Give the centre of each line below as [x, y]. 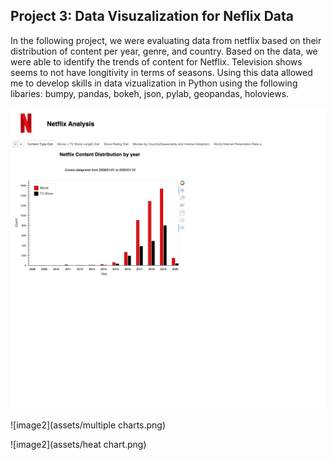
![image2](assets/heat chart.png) [78, 445]
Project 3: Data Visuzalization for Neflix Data [152, 16]
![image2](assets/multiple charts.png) [88, 425]
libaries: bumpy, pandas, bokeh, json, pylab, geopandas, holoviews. [150, 93]
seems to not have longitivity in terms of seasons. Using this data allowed [161, 72]
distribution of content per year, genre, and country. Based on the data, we [164, 51]
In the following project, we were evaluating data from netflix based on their [166, 40]
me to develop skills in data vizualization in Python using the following [154, 83]
